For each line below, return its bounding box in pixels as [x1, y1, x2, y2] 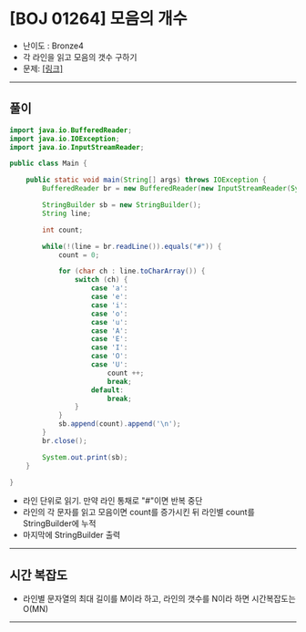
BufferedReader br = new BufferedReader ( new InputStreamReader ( [42, 184, 291, 193]
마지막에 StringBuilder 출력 [22, 530, 121, 541]
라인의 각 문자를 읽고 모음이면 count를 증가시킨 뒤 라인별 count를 [22, 507, 255, 518]
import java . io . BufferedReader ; [9, 125, 132, 135]
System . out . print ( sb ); [42, 452, 128, 461]
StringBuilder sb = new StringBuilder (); [42, 201, 202, 210]
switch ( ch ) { [74, 275, 128, 285]
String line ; [42, 209, 92, 218]
